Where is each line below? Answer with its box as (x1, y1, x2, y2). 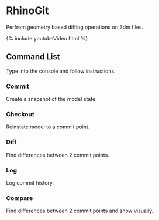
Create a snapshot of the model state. (6, 96, 98, 103)
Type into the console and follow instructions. (6, 67, 116, 75)
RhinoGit (6, 4, 49, 18)
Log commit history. (6, 179, 54, 186)
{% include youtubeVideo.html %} (6, 35, 88, 42)
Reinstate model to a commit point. (6, 123, 90, 130)
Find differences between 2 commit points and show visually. (6, 207, 154, 215)
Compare (6, 194, 33, 202)
